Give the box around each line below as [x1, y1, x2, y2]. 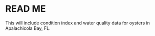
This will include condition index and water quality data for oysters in [5, 20, 150, 26]
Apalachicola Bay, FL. [5, 25, 51, 31]
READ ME [5, 3, 46, 15]
